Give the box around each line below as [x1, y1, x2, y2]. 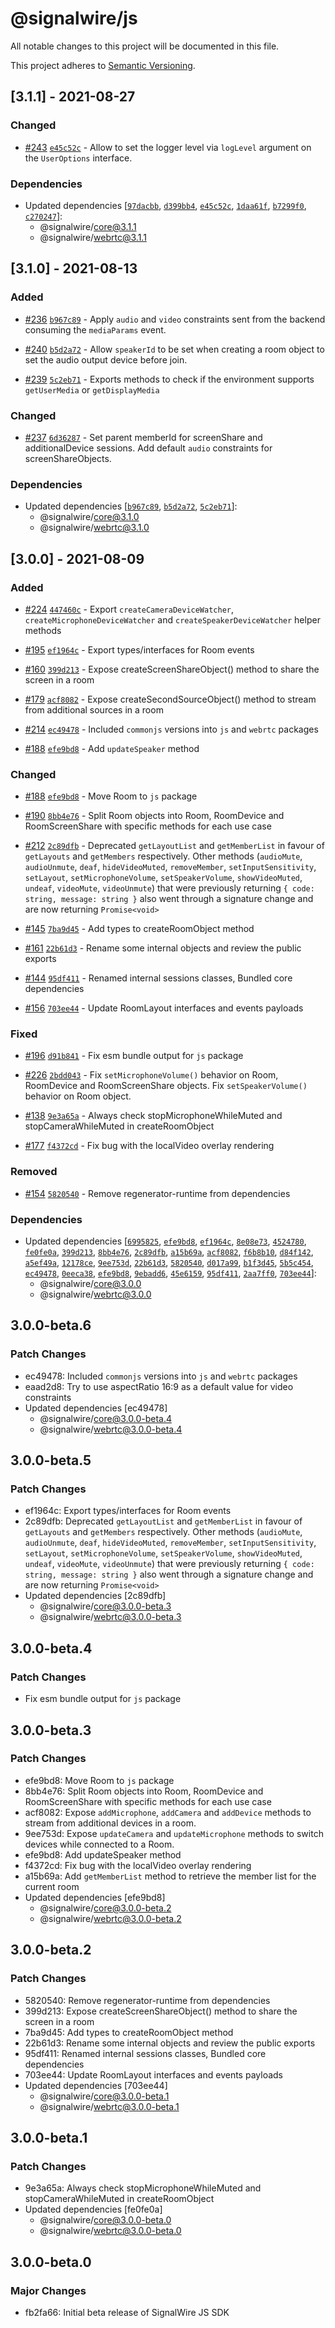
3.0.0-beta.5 [10, 1452, 92, 1469]
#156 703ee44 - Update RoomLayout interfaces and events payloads [24, 1002, 304, 1014]
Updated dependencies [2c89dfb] [24, 1590, 167, 1602]
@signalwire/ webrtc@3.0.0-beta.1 [39, 2100, 180, 2112]
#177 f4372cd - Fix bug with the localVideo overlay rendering [24, 1140, 275, 1152]
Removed [10, 1165, 58, 1179]
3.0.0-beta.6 [10, 1317, 92, 1334]
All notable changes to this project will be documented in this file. [10, 40, 280, 52]
